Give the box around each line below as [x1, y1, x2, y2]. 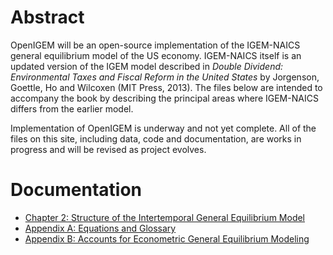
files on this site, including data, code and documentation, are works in [10, 132, 302, 145]
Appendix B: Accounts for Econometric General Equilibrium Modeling [24, 232, 310, 245]
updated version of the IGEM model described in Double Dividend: [10, 60, 284, 72]
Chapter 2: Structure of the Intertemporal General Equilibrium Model [24, 211, 306, 223]
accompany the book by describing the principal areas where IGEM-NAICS [10, 92, 319, 104]
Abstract [10, 6, 85, 29]
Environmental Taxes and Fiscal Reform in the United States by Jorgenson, [10, 71, 320, 83]
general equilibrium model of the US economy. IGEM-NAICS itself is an [10, 49, 302, 61]
